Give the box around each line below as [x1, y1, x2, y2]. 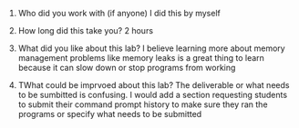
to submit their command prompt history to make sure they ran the [17, 99, 268, 110]
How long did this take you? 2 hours [17, 25, 153, 35]
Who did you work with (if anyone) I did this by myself [17, 8, 221, 18]
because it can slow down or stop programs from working [17, 63, 236, 73]
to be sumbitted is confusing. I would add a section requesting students [17, 90, 288, 100]
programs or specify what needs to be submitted [17, 109, 202, 119]
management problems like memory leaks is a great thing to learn [17, 53, 264, 63]
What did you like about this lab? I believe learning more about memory [17, 43, 285, 54]
